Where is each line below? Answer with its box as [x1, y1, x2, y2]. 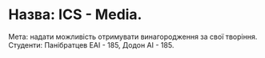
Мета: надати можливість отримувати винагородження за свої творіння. [8, 32, 258, 41]
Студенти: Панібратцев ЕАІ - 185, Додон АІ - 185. [8, 40, 175, 49]
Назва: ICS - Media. [8, 6, 143, 24]
